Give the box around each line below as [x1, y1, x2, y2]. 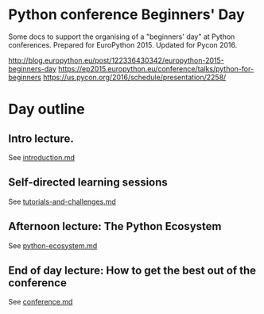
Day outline [8, 101, 85, 118]
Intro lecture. [8, 132, 74, 145]
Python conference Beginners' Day [8, 6, 245, 24]
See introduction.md [8, 152, 76, 162]
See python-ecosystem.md [8, 240, 98, 251]
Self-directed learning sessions [8, 176, 169, 190]
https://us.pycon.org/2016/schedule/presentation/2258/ [43, 72, 227, 82]
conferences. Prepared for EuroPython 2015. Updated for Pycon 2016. [8, 40, 238, 49]
